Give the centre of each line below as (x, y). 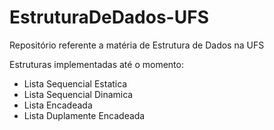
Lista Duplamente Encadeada (84, 115)
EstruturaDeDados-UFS (109, 17)
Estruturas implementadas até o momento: (96, 64)
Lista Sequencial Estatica (75, 83)
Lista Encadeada (58, 105)
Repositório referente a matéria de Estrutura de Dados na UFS (137, 45)
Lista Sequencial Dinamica (78, 94)
